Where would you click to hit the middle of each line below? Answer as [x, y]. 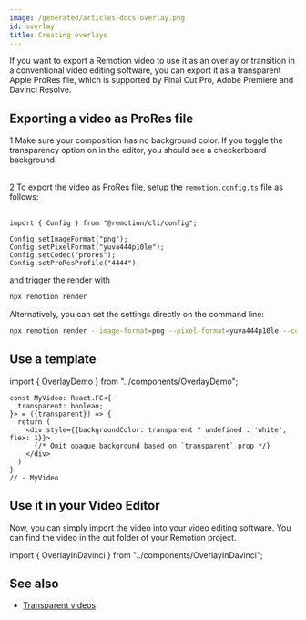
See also [34, 583]
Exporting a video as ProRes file [102, 118]
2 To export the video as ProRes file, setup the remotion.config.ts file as [147, 187]
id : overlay [32, 26]
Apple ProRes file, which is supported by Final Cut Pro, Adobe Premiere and [152, 80]
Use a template [53, 360]
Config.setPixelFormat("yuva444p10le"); [87, 247]
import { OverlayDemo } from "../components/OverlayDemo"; [124, 381]
